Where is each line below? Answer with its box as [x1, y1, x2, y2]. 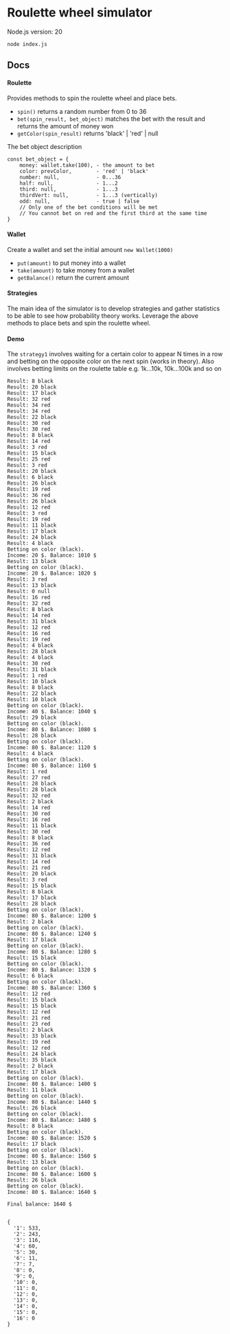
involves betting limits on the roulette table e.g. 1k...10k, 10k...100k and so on [7, 365, 222, 373]
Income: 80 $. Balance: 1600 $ [7, 1171, 97, 1178]
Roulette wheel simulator [7, 5, 152, 21]
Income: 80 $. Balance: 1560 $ [7, 1153, 97, 1160]
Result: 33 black [7, 1033, 57, 1039]
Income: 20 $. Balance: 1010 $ [7, 552, 97, 559]
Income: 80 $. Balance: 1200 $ [7, 912, 97, 919]
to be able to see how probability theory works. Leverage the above [7, 311, 199, 320]
